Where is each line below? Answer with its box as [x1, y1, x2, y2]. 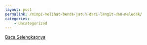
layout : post [5, 7, 32, 12]
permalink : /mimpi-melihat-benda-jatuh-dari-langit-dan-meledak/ [5, 12, 142, 17]
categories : [5, 16, 30, 21]
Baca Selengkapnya [5, 34, 46, 40]
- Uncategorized [14, 21, 48, 26]
